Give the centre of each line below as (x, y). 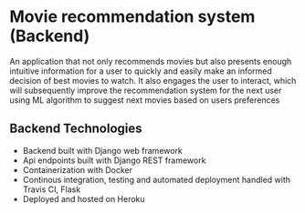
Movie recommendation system (132, 17)
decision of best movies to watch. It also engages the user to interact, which (153, 80)
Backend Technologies (76, 129)
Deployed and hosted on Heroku (84, 198)
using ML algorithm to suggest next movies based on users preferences (145, 100)
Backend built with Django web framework (102, 150)
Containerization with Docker (77, 169)
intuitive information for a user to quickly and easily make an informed (141, 71)
